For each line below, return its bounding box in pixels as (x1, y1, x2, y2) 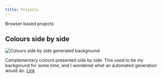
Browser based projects (5, 21, 54, 26)
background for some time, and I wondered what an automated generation (5, 62, 157, 69)
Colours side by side (5, 35, 70, 43)
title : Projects (5, 7, 39, 12)
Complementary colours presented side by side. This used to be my (5, 57, 144, 63)
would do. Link (5, 68, 35, 74)
